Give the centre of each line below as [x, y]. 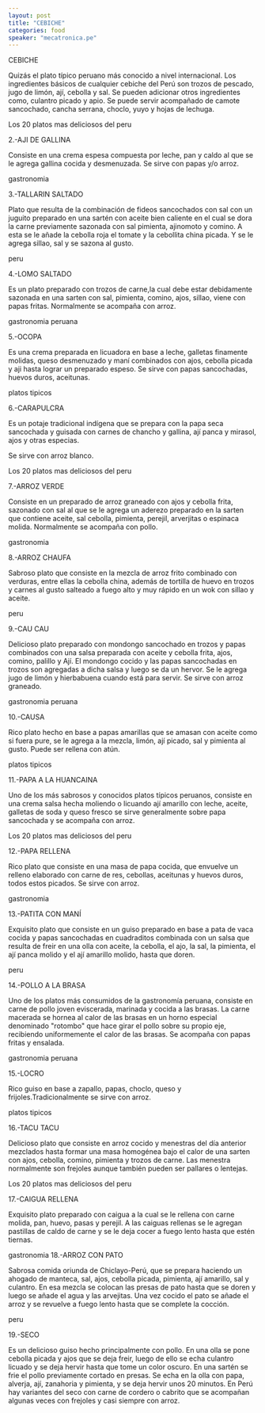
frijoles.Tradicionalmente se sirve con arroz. [80, 1097]
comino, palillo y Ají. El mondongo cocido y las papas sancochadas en [123, 661]
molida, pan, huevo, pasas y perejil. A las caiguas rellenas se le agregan [125, 1223]
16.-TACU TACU [34, 1128]
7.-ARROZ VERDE [36, 486]
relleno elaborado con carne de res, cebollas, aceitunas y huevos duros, [126, 875]
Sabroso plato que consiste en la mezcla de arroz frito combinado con [123, 573]
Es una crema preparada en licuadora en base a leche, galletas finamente [128, 352]
